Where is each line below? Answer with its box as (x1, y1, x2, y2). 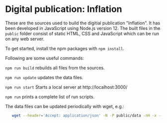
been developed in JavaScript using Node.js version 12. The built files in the (5, 25, 161, 31)
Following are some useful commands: (5, 55, 84, 61)
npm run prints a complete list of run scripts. (5, 94, 95, 100)
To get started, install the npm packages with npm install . (5, 45, 124, 51)
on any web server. (5, 36, 45, 42)
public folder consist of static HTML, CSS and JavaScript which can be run (5, 30, 160, 36)
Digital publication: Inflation (5, 3, 123, 15)
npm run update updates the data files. (5, 74, 83, 80)
